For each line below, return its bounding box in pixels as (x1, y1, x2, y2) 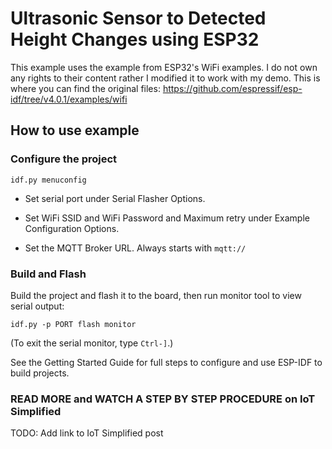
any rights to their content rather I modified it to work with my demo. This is (10, 72, 321, 84)
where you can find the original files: (10, 82, 161, 94)
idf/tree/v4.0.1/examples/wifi (10, 93, 128, 105)
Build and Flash (10, 267, 87, 281)
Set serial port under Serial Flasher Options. (24, 192, 206, 204)
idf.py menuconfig (10, 175, 87, 185)
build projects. (10, 367, 70, 379)
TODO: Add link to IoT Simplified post (10, 427, 164, 439)
